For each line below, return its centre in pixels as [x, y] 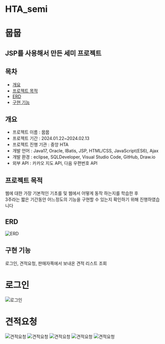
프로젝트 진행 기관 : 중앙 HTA [40, 144]
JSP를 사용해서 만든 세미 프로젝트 [53, 53]
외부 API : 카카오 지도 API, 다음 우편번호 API [55, 163]
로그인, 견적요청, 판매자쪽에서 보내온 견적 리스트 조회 [56, 263]
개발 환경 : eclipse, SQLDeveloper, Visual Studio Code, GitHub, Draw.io [84, 157]
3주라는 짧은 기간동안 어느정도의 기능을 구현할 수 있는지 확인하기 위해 [72, 200]
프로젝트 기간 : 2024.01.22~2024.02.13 [51, 138]
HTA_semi [27, 9]
